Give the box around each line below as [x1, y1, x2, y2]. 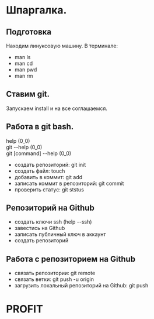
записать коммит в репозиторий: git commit [14, 180, 124, 187]
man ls [14, 54, 31, 60]
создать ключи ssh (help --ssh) [14, 218, 92, 225]
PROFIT [6, 303, 44, 316]
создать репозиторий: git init [14, 161, 86, 168]
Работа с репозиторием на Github [6, 254, 136, 264]
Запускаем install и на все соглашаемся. [6, 105, 108, 112]
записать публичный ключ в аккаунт [14, 231, 106, 238]
